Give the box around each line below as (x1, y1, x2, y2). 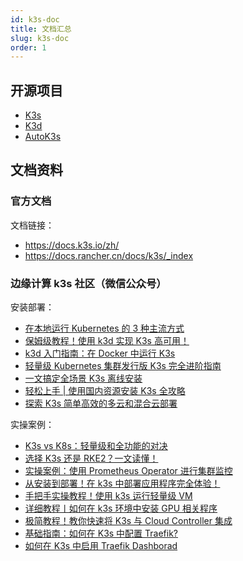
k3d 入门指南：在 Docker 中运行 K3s (24, 347, 176, 360)
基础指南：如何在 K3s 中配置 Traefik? (24, 527, 179, 540)
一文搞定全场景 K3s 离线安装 (24, 372, 143, 385)
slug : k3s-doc (10, 33, 70, 43)
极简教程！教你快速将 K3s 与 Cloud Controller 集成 (24, 515, 233, 527)
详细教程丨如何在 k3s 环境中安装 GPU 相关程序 (24, 502, 218, 515)
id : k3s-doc (10, 14, 60, 25)
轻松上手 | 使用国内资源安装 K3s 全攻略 (24, 385, 186, 397)
